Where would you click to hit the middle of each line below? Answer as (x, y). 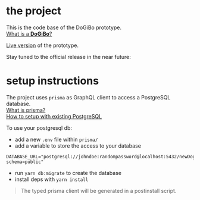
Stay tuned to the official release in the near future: (68, 57)
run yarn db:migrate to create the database (68, 173)
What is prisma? (26, 110)
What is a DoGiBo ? (29, 33)
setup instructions (53, 81)
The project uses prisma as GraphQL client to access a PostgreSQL (88, 97)
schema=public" (25, 162)
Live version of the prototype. (43, 45)
